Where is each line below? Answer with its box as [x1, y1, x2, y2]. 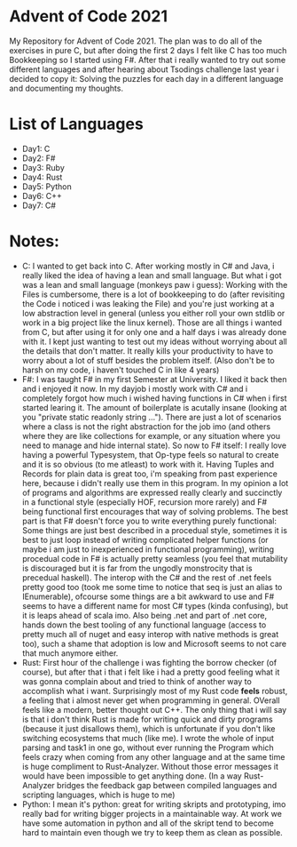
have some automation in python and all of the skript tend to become [21, 818, 275, 828]
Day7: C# [21, 200, 56, 211]
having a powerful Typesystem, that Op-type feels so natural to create [21, 449, 279, 459]
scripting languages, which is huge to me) [21, 789, 176, 800]
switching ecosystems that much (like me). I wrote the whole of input [21, 732, 275, 743]
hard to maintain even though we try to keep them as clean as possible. [21, 827, 284, 837]
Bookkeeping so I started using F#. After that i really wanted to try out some [9, 54, 286, 65]
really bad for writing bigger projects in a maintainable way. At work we [21, 808, 282, 819]
